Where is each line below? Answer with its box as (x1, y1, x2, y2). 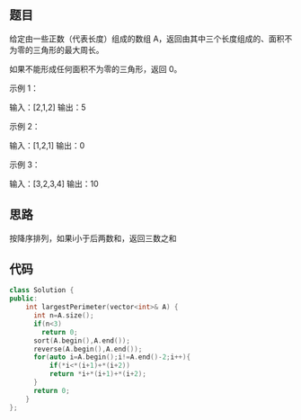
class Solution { (9, 286, 75, 295)
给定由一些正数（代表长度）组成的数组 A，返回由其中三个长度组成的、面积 (9, 33, 285, 44)
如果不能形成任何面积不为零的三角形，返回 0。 (9, 63, 182, 74)
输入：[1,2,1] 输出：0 (9, 139, 85, 150)
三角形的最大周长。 (32, 44, 104, 55)
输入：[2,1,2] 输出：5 (9, 102, 87, 112)
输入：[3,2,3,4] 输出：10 (9, 178, 99, 189)
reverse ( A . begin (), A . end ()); (32, 344, 143, 353)
